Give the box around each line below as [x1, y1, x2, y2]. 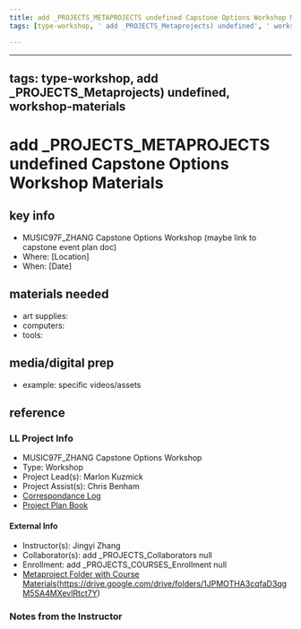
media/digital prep [9, 356, 115, 371]
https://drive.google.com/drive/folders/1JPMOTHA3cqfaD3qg [59, 579, 288, 590]
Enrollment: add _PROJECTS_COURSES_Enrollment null [21, 559, 227, 570]
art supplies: [21, 310, 69, 321]
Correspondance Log [21, 490, 101, 502]
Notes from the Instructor [9, 610, 123, 623]
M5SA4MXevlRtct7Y [21, 588, 98, 599]
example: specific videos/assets [21, 379, 142, 390]
